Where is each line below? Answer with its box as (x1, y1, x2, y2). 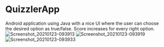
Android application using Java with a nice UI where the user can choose (5, 20, 159, 26)
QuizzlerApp (5, 4, 60, 15)
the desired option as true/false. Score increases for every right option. (5, 25, 155, 31)
